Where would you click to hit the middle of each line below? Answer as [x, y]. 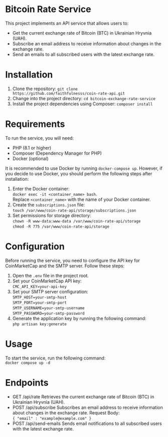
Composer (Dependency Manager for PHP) [57, 153]
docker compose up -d [28, 363]
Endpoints [27, 382]
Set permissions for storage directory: [52, 215]
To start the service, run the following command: [55, 358]
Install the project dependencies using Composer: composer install [82, 104]
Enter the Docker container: [41, 189]
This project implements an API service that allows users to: [67, 23]
